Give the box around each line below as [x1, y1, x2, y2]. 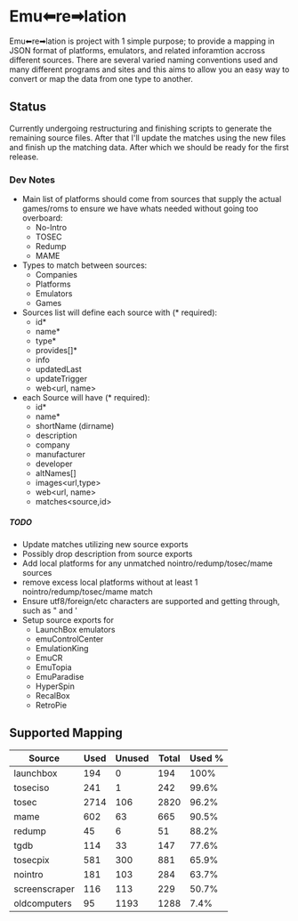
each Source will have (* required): [21, 392, 150, 403]
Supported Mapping [9, 725, 123, 740]
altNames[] [35, 468, 77, 479]
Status [9, 100, 47, 115]
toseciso [13, 781, 50, 794]
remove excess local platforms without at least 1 [21, 577, 198, 588]
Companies [35, 270, 78, 280]
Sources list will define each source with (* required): [21, 307, 218, 318]
